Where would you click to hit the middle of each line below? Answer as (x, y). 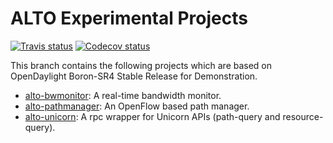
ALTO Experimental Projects (129, 18)
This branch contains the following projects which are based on (141, 65)
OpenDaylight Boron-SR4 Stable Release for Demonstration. (134, 76)
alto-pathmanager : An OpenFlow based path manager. (137, 106)
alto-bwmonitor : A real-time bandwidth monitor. (123, 95)
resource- (303, 116)
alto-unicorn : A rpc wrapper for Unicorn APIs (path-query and (152, 116)
